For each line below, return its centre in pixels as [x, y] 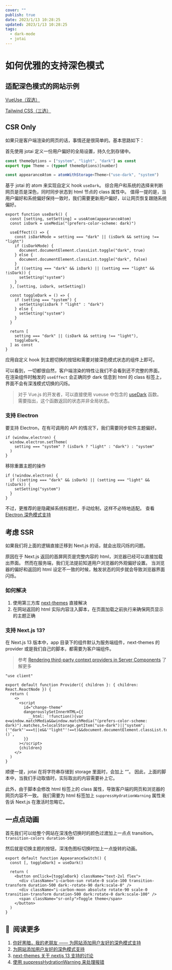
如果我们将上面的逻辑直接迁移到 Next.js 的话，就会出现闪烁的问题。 [77, 545]
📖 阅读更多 [23, 929]
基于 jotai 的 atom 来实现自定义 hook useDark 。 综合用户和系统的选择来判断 [84, 185]
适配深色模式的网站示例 [42, 86]
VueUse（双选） [23, 100]
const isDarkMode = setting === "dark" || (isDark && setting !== [87, 237]
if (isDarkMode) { [34, 246]
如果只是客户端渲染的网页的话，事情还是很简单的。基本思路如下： [75, 140]
